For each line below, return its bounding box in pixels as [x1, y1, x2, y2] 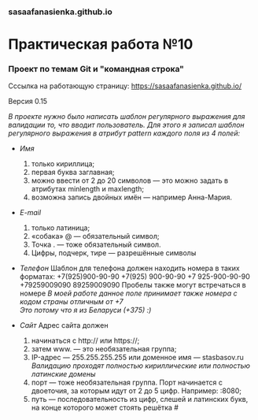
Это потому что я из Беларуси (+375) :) [19, 306, 152, 315]
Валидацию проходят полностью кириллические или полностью [31, 361, 250, 370]
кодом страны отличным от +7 [19, 297, 123, 307]
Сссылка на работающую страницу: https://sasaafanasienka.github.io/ [8, 81, 242, 91]
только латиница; [31, 223, 90, 232]
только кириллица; [31, 159, 95, 169]
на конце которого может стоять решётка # [31, 403, 179, 412]
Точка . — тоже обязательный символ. [31, 240, 161, 250]
